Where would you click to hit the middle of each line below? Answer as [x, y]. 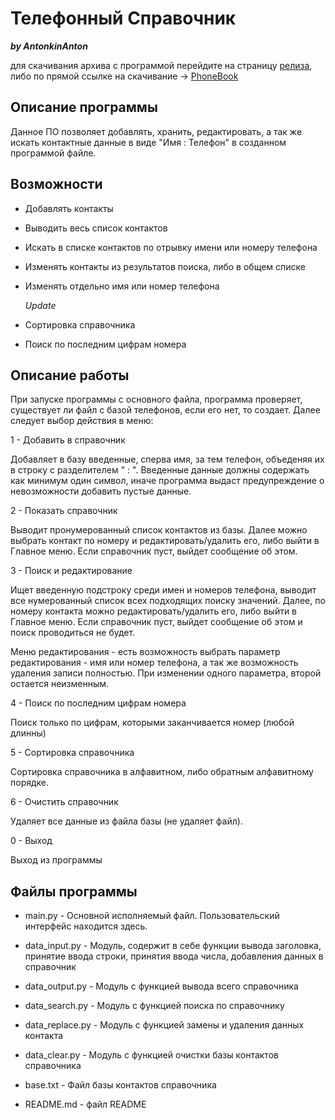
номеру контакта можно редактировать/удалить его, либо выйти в [154, 611]
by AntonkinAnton [49, 46]
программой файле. [53, 153]
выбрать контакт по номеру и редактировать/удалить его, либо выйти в [165, 541]
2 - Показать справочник [64, 511]
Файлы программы [74, 891]
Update [40, 305]
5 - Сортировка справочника [72, 753]
